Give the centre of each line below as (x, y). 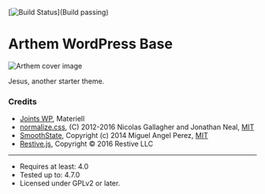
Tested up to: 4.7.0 (50, 175)
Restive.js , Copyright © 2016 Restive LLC (86, 144)
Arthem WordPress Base (91, 44)
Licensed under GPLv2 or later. (70, 183)
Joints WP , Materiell (52, 119)
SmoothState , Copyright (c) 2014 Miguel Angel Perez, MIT (114, 136)
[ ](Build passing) (58, 12)
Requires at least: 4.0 (54, 166)
